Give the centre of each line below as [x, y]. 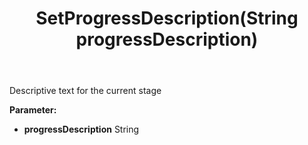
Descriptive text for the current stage [85, 91]
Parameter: [33, 110]
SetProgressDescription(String [167, 18]
